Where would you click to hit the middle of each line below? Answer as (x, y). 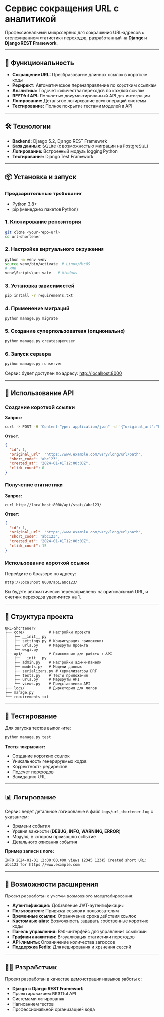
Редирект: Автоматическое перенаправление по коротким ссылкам (84, 85)
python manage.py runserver (34, 364)
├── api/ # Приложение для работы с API (59, 654)
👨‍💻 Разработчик (31, 967)
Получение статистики (34, 485)
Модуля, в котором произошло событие (54, 837)
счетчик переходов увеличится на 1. (43, 597)
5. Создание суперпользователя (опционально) (65, 331)
